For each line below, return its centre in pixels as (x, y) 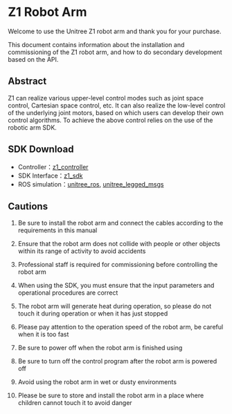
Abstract (27, 81)
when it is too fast (43, 334)
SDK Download (41, 149)
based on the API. (33, 59)
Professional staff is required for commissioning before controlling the (118, 265)
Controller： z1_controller (53, 166)
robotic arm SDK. (33, 127)
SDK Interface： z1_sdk (50, 175)
